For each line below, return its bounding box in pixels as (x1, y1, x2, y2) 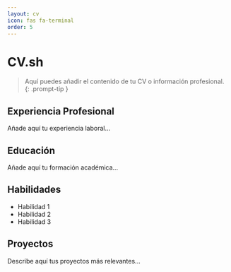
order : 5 (7, 23, 33, 30)
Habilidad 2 (17, 210, 52, 218)
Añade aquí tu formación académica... (7, 163, 119, 172)
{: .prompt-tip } (24, 85, 69, 93)
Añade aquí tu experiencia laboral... (7, 124, 111, 133)
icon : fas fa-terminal (7, 17, 74, 24)
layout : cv (7, 10, 40, 18)
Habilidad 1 (17, 202, 50, 211)
